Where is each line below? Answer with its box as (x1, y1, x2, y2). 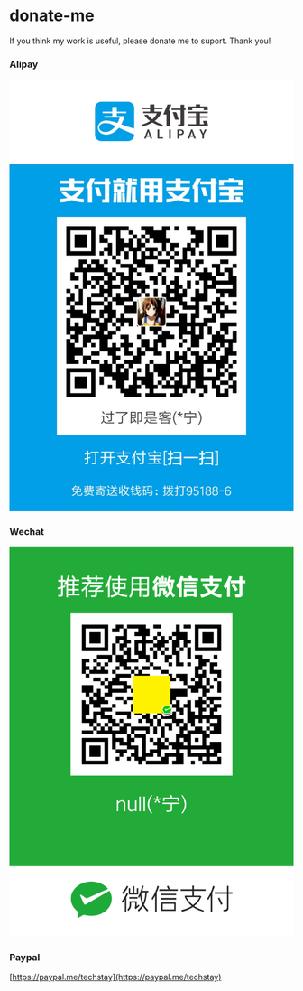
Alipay (9, 58, 39, 70)
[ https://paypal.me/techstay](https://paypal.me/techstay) (9, 972, 222, 983)
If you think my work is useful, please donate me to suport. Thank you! (9, 35, 271, 46)
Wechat (9, 525, 45, 538)
